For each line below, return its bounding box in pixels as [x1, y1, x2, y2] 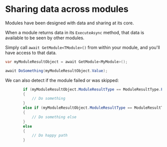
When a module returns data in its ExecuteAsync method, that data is [5, 29, 144, 35]
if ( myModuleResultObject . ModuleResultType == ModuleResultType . [23, 87, 162, 92]
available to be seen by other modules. [5, 35, 84, 41]
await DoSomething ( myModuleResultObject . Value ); [5, 68, 108, 73]
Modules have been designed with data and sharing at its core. [5, 20, 134, 26]
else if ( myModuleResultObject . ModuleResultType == [23, 105, 133, 110]
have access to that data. [5, 50, 57, 56]
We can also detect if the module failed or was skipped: [5, 77, 119, 83]
